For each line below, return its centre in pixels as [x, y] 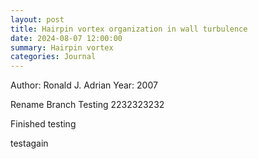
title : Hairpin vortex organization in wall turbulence [129, 29]
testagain [29, 143]
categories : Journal [53, 57]
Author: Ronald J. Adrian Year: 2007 [84, 85]
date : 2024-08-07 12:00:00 [66, 38]
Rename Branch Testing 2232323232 [87, 105]
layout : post [37, 19]
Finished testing [43, 124]
